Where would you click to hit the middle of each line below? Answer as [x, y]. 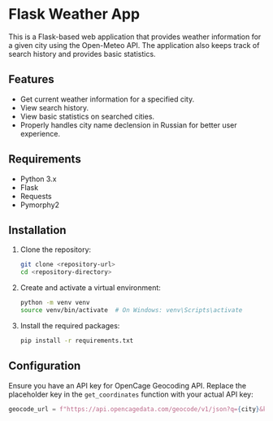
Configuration [45, 366]
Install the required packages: [70, 325]
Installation [37, 230]
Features [31, 79]
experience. [40, 133]
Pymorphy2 [39, 205]
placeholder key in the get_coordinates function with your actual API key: [131, 394]
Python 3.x [38, 179]
